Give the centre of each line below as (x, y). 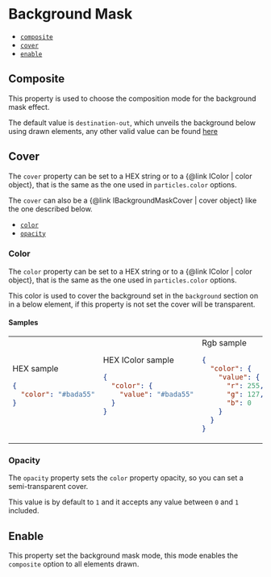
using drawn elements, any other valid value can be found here (113, 131)
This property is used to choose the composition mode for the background (132, 98)
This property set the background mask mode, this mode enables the (123, 556)
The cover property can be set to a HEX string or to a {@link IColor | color (130, 176)
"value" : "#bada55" (157, 394)
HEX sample (35, 369)
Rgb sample (224, 343)
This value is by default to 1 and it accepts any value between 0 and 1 (124, 502)
